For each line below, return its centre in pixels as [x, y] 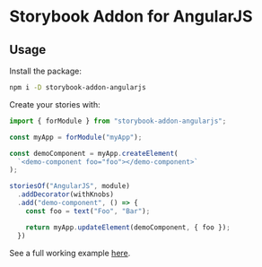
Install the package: [46, 71]
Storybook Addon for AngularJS [131, 17]
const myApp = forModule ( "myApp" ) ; [76, 137]
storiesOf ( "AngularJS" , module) [70, 186]
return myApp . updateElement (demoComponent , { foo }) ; [128, 227]
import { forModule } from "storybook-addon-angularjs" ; [118, 121]
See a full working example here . [70, 253]
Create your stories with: [55, 104]
